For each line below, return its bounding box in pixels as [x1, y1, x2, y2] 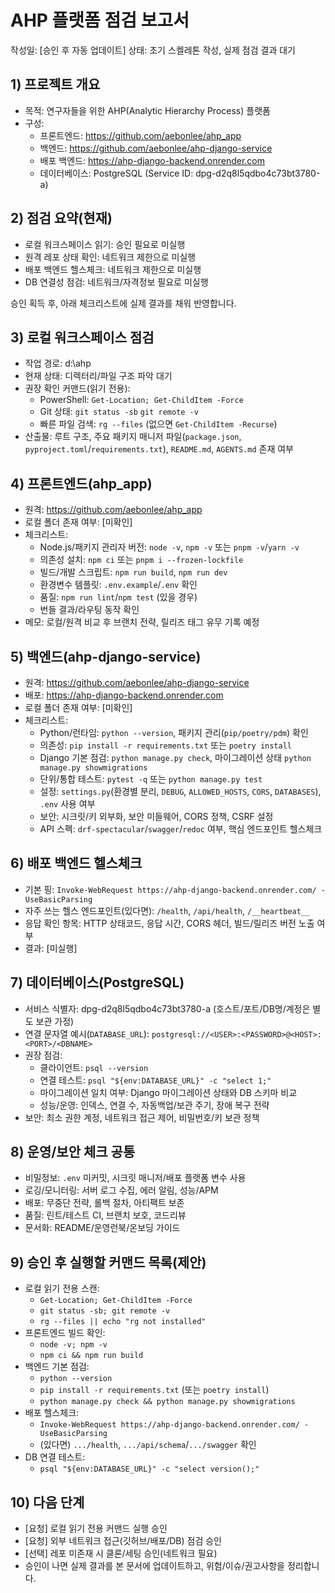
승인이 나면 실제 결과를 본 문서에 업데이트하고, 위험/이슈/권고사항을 [24, 1560, 286, 1572]
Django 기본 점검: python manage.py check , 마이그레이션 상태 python [39, 752, 312, 763]
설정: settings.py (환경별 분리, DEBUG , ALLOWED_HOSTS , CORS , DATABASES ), [39, 786, 322, 797]
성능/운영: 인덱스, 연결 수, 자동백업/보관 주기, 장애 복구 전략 [39, 1099, 270, 1111]
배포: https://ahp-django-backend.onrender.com [24, 689, 224, 701]
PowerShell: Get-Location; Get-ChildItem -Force [39, 394, 244, 406]
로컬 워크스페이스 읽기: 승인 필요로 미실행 [24, 238, 186, 250]
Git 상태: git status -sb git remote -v [39, 406, 199, 418]
